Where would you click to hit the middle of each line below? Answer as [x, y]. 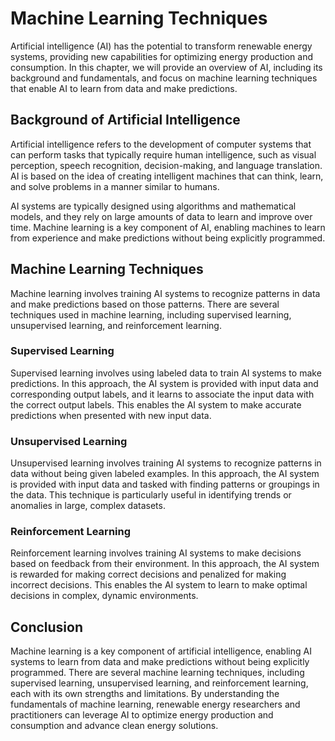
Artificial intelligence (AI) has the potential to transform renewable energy [161, 46]
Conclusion [47, 627]
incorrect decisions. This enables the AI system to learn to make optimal [159, 585]
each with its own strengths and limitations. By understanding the [145, 694]
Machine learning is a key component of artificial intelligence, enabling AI [161, 651]
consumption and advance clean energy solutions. [114, 726]
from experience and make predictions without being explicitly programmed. [168, 238]
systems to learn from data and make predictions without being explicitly [160, 662]
